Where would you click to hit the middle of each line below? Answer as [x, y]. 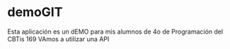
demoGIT [35, 12]
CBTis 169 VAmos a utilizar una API [58, 38]
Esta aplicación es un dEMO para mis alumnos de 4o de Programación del [115, 31]
